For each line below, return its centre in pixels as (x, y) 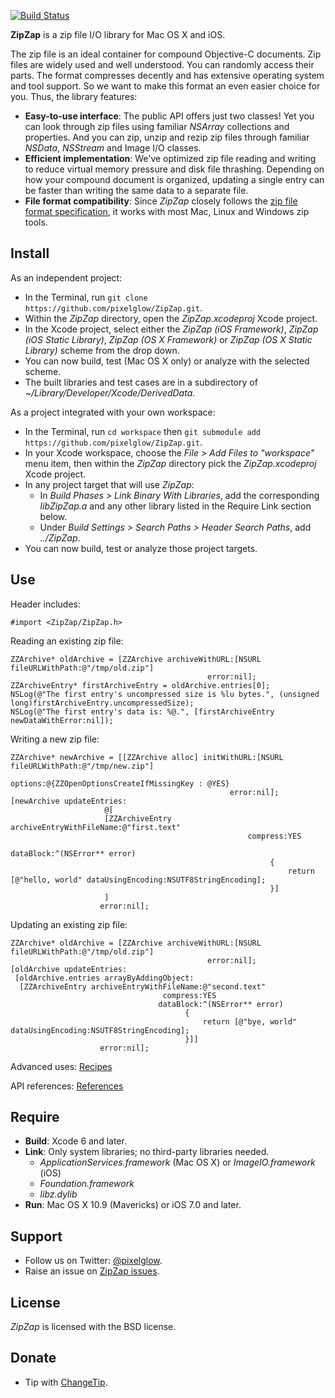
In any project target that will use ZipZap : (109, 484)
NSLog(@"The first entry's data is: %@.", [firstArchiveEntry (142, 711)
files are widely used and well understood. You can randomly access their (162, 64)
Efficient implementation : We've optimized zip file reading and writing (170, 158)
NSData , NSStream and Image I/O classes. (113, 148)
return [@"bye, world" (250, 1021)
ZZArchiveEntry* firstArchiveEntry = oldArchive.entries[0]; (140, 685)
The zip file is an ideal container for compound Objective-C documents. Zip (166, 54)
